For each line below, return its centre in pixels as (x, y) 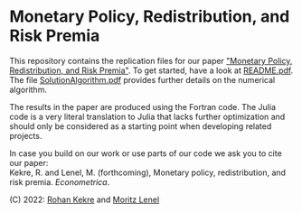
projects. (26, 135)
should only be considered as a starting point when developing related (141, 126)
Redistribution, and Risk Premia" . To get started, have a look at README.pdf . (151, 70)
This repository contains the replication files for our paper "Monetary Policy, (151, 60)
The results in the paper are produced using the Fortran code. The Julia (142, 106)
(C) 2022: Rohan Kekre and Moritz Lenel (85, 199)
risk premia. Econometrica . (60, 181)
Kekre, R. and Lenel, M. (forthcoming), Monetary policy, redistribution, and (148, 172)
